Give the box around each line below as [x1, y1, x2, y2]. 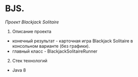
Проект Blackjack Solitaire [5, 19, 59, 25]
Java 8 [12, 67, 26, 73]
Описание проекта [12, 28, 51, 34]
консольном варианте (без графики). [12, 43, 90, 49]
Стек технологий [12, 58, 47, 63]
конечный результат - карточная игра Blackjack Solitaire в [12, 38, 133, 44]
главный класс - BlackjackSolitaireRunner [12, 48, 98, 54]
